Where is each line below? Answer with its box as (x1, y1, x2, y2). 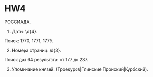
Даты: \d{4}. (11, 28, 38, 34)
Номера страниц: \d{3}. (11, 47, 62, 53)
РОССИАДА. (4, 19, 31, 25)
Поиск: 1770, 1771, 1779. (4, 38, 53, 44)
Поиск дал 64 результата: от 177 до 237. (4, 57, 89, 62)
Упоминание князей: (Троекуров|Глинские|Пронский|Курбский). (11, 66, 148, 72)
